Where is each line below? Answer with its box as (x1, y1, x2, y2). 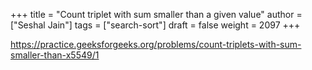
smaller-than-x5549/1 (10, 49, 100, 61)
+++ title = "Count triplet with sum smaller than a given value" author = (10, 9, 303, 20)
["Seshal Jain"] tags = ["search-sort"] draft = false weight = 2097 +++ (10, 19, 301, 31)
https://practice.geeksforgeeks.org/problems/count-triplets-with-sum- (10, 39, 302, 50)
